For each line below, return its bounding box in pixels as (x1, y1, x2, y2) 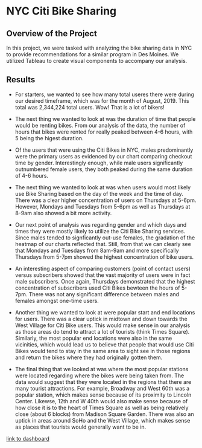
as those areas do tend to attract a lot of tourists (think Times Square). (14, 328, 190, 335)
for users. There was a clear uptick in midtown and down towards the (14, 315, 188, 322)
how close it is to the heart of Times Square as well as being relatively (14, 404, 189, 411)
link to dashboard (6, 435, 50, 442)
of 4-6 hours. (14, 172, 49, 179)
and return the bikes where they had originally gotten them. (14, 354, 163, 361)
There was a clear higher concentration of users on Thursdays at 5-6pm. (14, 196, 197, 204)
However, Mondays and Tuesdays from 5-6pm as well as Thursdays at (14, 203, 191, 210)
